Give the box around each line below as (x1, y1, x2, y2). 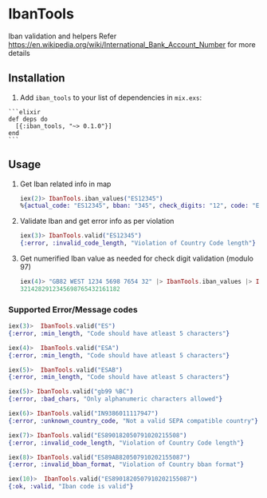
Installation (8, 71, 65, 85)
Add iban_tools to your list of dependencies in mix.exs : (19, 93, 202, 102)
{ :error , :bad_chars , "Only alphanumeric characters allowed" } (8, 395, 223, 404)
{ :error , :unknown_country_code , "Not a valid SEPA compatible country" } (8, 416, 259, 424)
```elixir (8, 108, 41, 116)
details (8, 48, 30, 58)
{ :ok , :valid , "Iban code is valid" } (8, 483, 134, 491)
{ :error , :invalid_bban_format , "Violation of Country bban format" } (8, 460, 245, 468)
